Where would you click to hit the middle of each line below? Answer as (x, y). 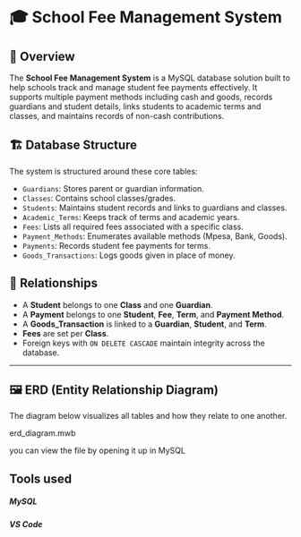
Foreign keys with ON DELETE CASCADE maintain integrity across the (144, 343)
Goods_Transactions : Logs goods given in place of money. (129, 255)
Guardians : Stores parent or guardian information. (113, 188)
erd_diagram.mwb (43, 433)
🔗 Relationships (54, 283)
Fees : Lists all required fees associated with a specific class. (133, 226)
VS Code (26, 524)
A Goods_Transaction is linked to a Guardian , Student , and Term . (144, 324)
